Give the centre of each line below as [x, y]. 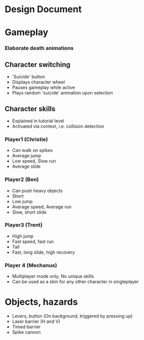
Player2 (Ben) [22, 179]
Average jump [27, 156]
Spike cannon [26, 332]
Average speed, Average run [42, 207]
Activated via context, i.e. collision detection [58, 126]
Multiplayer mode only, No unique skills [53, 276]
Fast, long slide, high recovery [43, 252]
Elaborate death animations [39, 48]
